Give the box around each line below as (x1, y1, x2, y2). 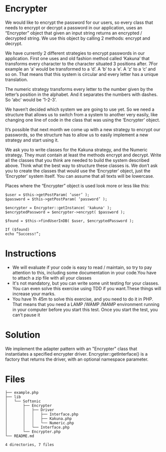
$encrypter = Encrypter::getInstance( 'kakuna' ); (5, 205, 112, 210)
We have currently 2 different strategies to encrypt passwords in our (5, 50, 145, 56)
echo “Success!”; (5, 231, 41, 236)
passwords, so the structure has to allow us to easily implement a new (5, 132, 149, 138)
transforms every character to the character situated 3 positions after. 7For (5, 61, 158, 67)
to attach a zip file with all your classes (12, 275, 92, 281)
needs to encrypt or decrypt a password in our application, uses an (5, 24, 143, 30)
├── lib (5, 394, 21, 399)
